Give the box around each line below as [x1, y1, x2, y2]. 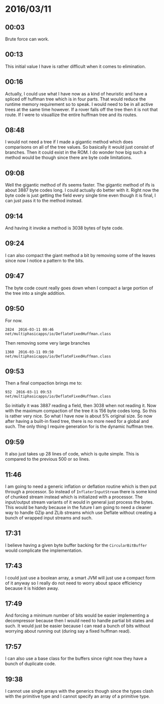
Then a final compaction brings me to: [5, 380, 83, 386]
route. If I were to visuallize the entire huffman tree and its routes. [5, 112, 138, 118]
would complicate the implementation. [5, 547, 83, 553]
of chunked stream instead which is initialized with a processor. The [5, 494, 143, 500]
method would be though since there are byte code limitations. [5, 155, 132, 160]
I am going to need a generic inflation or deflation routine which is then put [5, 483, 157, 489]
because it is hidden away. [5, 585, 59, 591]
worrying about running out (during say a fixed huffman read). [5, 628, 131, 634]
